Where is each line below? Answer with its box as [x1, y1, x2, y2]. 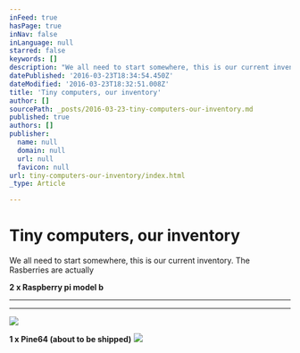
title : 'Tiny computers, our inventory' [9, 88, 162, 97]
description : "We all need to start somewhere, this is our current [9, 63, 270, 72]
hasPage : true [9, 21, 62, 30]
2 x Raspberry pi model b [9, 282, 104, 293]
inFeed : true [9, 13, 58, 22]
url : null [17, 154, 54, 164]
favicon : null [17, 163, 70, 172]
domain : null [17, 146, 66, 155]
